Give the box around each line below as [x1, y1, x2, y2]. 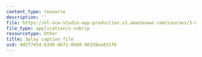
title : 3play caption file [6, 36, 74, 42]
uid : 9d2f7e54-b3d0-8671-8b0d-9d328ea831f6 [6, 42, 117, 48]
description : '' [6, 14, 47, 20]
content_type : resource [6, 8, 66, 15]
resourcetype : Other [6, 31, 58, 37]
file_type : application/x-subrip [6, 25, 90, 31]
